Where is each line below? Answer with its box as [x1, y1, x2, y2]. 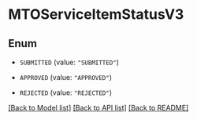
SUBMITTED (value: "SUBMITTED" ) [19, 57, 120, 67]
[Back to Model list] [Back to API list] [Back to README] [8, 104, 189, 112]
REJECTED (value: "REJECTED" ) [19, 88, 113, 97]
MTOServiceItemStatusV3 [8, 5, 184, 24]
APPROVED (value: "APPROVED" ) [19, 73, 113, 82]
